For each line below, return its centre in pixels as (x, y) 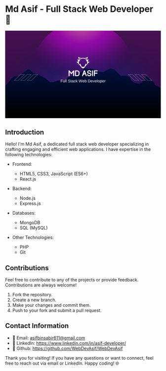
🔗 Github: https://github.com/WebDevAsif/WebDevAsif (67, 348)
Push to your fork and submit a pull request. (57, 311)
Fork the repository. (32, 295)
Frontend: (22, 164)
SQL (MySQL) (34, 228)
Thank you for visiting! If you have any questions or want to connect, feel (79, 358)
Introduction (25, 132)
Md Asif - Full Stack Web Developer (79, 9)
